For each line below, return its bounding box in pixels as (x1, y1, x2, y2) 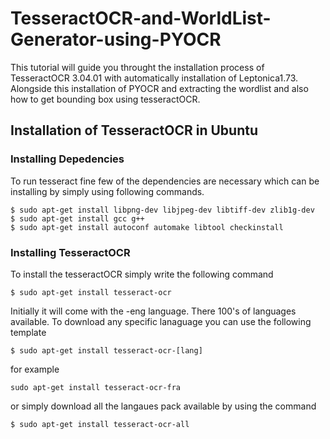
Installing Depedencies (10, 152, 125, 166)
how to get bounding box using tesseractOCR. (10, 93, 201, 105)
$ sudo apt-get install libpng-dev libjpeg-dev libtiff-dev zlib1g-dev (10, 205, 315, 215)
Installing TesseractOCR (10, 245, 131, 259)
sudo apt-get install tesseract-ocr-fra (10, 382, 182, 392)
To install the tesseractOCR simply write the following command (10, 268, 274, 280)
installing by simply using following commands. (10, 185, 205, 197)
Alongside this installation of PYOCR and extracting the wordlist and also (10, 82, 309, 94)
